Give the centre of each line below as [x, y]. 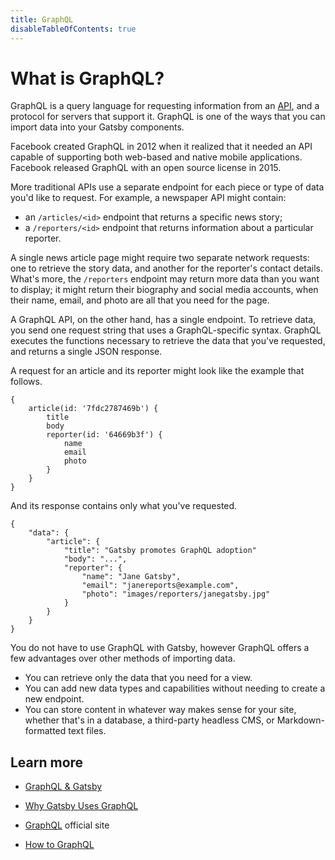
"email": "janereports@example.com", [160, 586]
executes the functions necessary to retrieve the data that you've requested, [168, 341]
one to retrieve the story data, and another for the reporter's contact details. [167, 268]
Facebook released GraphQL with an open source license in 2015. [146, 168]
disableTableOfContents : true [73, 29]
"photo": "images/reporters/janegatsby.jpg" [176, 594]
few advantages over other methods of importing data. [123, 658]
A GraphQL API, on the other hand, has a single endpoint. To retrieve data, [163, 320]
